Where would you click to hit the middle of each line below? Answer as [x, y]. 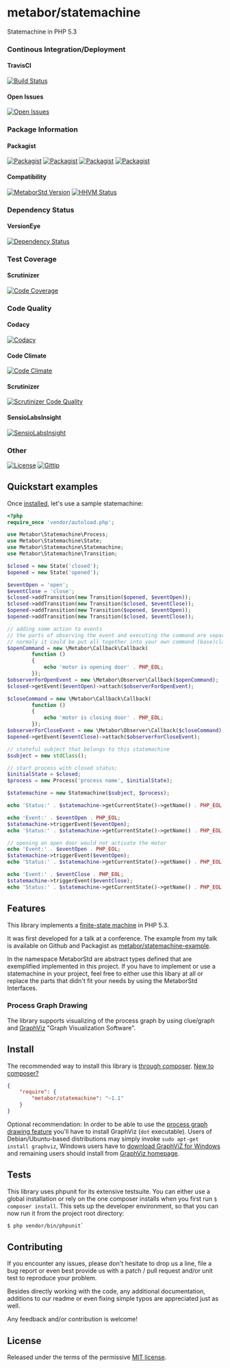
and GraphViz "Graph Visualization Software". [72, 1028]
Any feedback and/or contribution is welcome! [73, 1319]
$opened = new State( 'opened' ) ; [53, 572]
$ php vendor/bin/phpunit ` [46, 1226]
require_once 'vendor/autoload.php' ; [61, 522]
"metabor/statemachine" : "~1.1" [78, 1098]
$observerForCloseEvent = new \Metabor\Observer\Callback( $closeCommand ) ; [116, 731]
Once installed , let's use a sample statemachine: [75, 503]
